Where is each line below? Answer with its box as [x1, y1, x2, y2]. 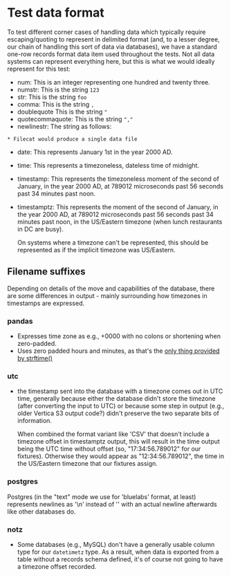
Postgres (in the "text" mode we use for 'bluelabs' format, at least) [7, 492, 196, 500]
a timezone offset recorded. [17, 562, 97, 570]
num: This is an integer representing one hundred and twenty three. [17, 78, 211, 86]
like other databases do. [7, 507, 76, 516]
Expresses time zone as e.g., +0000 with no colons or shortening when [17, 332, 221, 340]
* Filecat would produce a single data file [7, 135, 138, 143]
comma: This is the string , [17, 100, 95, 108]
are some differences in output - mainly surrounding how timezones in [7, 291, 207, 299]
